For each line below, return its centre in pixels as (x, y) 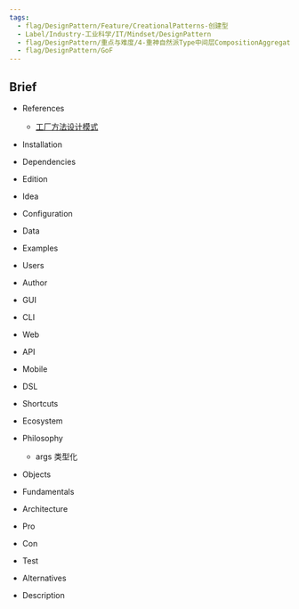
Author (35, 283)
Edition (35, 178)
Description (43, 595)
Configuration (47, 213)
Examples (40, 248)
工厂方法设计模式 (67, 127)
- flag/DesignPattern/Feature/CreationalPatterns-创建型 (123, 26)
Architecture (45, 508)
